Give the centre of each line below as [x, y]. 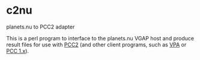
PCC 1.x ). [17, 50]
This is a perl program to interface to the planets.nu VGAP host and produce [100, 38]
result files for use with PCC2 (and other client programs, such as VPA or [96, 45]
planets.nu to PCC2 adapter [41, 27]
